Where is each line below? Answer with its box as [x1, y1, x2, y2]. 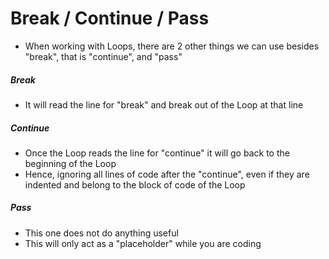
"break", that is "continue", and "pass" [24, 50, 183, 62]
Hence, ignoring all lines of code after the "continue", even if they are [24, 168, 310, 180]
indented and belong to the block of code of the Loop [24, 178, 246, 191]
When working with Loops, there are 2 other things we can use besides [24, 40, 320, 52]
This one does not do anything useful [24, 227, 179, 239]
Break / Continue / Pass [10, 7, 210, 30]
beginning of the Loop [24, 157, 117, 169]
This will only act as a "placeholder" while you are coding [24, 237, 262, 249]
